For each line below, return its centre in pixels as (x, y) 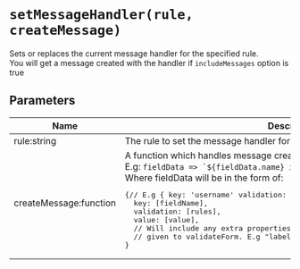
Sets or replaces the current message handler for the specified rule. (134, 53)
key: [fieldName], (171, 203)
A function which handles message (198, 156)
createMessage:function (65, 203)
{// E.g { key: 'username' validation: (206, 194)
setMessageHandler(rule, (101, 15)
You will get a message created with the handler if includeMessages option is (149, 63)
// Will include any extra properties (212, 228)
